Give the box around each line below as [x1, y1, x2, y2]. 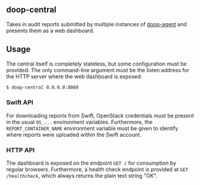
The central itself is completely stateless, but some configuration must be [6, 60, 187, 67]
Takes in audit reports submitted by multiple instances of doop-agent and [6, 20, 187, 27]
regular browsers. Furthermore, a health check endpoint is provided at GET [6, 166, 189, 173]
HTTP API [6, 146, 35, 154]
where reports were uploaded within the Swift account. [6, 131, 141, 138]
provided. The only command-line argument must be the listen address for [6, 66, 190, 73]
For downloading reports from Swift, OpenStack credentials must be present [6, 112, 194, 119]
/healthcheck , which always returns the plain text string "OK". [6, 172, 158, 180]
